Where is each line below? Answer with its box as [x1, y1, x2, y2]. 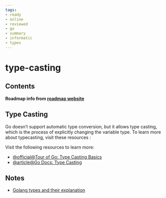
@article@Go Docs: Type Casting [12, 159, 82, 165]
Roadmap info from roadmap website [5, 95, 85, 102]
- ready [5, 12, 22, 17]
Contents [5, 82, 35, 91]
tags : [5, 7, 17, 13]
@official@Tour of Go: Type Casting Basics [12, 154, 102, 160]
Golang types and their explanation [12, 187, 86, 193]
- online [5, 17, 24, 22]
